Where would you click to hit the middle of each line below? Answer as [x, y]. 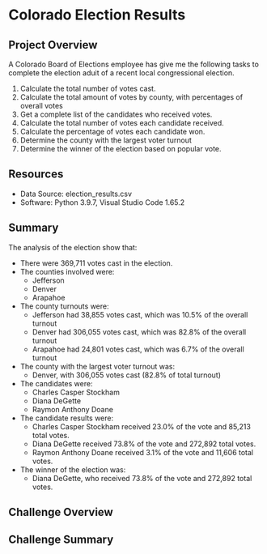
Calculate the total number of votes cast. [88, 88]
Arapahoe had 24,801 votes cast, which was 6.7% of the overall [138, 349]
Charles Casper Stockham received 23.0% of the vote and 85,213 [141, 426]
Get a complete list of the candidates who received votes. [116, 114]
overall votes [41, 106]
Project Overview [53, 45]
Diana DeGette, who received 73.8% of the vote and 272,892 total [142, 478]
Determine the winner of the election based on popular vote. [121, 149]
